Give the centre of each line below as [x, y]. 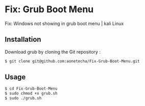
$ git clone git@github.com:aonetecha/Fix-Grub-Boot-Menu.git [72, 61]
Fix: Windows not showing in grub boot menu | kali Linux [64, 23]
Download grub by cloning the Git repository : [53, 51]
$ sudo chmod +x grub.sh [31, 94]
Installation [23, 39]
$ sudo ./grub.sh [23, 98]
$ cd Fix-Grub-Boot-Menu [31, 89]
